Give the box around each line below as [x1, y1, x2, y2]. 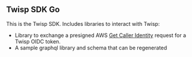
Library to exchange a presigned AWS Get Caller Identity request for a [14, 32, 186, 39]
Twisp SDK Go [6, 5, 60, 15]
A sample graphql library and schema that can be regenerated [14, 44, 168, 51]
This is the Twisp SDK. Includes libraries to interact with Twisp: [6, 20, 160, 27]
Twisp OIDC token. [14, 38, 61, 45]
